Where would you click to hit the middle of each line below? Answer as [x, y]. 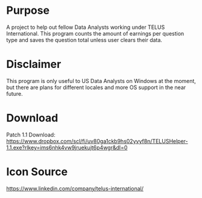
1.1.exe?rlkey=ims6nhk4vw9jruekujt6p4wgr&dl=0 [67, 147]
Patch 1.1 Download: [31, 135]
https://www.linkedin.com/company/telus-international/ [75, 188]
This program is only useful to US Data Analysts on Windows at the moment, [101, 81]
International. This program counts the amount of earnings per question [95, 33]
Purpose [28, 11]
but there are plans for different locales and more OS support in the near [96, 87]
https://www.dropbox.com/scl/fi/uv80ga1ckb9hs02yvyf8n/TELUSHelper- [97, 141]
